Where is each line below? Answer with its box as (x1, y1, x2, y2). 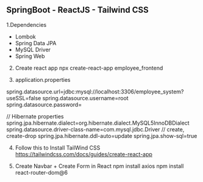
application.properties (15, 76, 71, 83)
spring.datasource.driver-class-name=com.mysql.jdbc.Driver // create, (6, 125, 185, 133)
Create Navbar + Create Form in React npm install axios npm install (15, 162, 184, 170)
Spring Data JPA (15, 39, 57, 46)
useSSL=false (6, 94, 41, 101)
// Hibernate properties (6, 112, 64, 120)
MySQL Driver (15, 46, 51, 53)
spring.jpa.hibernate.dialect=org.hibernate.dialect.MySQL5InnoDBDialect (6, 119, 190, 126)
